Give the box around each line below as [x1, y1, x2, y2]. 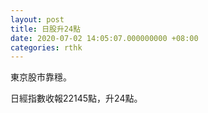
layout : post [10, 14, 65, 25]
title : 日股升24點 [10, 24, 82, 34]
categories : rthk [10, 42, 83, 53]
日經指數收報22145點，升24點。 [10, 92, 143, 105]
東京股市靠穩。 [10, 71, 72, 83]
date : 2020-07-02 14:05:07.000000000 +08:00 [10, 33, 199, 43]
